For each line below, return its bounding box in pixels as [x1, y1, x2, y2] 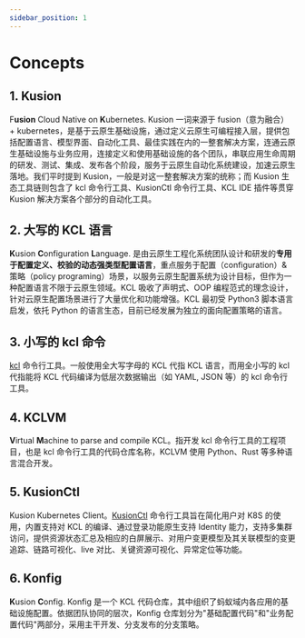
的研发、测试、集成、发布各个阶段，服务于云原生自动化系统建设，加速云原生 [9, 159, 296, 170]
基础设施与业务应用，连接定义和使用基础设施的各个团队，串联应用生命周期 [16, 147, 296, 159]
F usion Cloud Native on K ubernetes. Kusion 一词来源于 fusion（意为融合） [9, 114, 289, 125]
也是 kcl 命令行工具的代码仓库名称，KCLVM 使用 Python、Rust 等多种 [25, 446, 285, 457]
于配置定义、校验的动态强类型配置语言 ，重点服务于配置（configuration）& [9, 260, 288, 271]
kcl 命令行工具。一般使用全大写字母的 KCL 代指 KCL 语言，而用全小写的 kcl [9, 360, 290, 371]
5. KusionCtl [9, 484, 80, 500]
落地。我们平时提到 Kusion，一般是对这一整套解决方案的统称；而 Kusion [9, 170, 280, 182]
